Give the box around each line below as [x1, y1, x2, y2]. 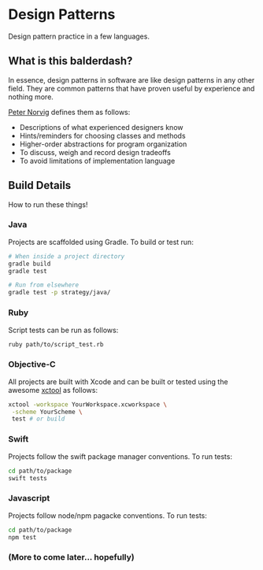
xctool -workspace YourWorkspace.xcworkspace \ [8, 400, 168, 409]
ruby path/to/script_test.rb [8, 340, 104, 348]
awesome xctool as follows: [8, 385, 98, 394]
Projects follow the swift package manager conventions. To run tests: [8, 451, 232, 461]
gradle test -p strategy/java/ [8, 289, 111, 297]
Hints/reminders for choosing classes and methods [19, 131, 187, 140]
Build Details [8, 179, 72, 192]
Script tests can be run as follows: [8, 325, 119, 335]
